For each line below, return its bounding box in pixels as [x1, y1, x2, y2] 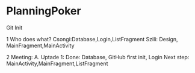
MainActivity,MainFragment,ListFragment [6, 60, 108, 67]
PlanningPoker [6, 4, 81, 18]
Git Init [6, 24, 23, 31]
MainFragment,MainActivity [6, 42, 75, 49]
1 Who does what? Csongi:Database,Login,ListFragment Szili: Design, [6, 35, 179, 42]
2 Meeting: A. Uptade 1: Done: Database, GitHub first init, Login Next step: [6, 53, 190, 60]
